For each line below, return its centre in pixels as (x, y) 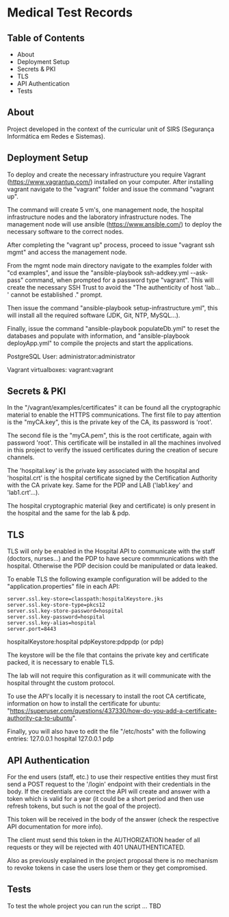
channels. (21, 457)
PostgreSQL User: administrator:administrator (71, 356)
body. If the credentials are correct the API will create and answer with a (109, 791)
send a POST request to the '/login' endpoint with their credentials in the (109, 785)
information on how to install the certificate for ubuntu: (84, 704)
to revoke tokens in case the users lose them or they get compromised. (107, 868)
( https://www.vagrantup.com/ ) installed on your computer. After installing (110, 182)
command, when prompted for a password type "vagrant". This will (119, 280)
